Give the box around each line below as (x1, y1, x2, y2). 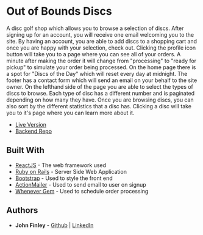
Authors (6, 205, 38, 215)
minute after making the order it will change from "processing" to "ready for (6, 57, 197, 64)
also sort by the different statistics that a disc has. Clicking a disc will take (6, 102, 192, 110)
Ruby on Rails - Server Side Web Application (15, 168, 127, 175)
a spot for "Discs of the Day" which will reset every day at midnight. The (6, 70, 188, 77)
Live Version (15, 121, 47, 128)
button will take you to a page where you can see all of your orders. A (6, 50, 181, 58)
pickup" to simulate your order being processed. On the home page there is (6, 63, 196, 71)
